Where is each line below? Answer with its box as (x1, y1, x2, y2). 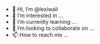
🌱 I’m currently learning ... (12, 18, 77, 25)
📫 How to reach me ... (12, 32, 68, 38)
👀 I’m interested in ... (12, 12, 64, 19)
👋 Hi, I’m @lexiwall (12, 6, 58, 12)
